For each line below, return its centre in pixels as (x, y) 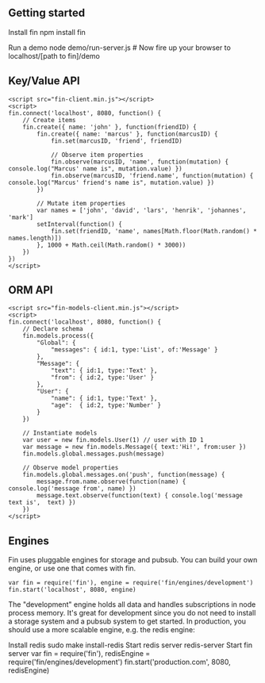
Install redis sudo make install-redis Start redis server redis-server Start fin (130, 645)
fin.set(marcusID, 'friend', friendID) (116, 141)
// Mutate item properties (81, 203)
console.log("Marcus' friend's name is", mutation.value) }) (111, 182)
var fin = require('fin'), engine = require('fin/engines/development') (131, 583)
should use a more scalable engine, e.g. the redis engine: (102, 630)
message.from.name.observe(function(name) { (111, 482)
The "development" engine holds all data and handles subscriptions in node (132, 604)
